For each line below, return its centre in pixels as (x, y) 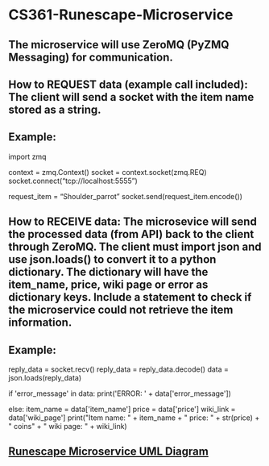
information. (40, 323)
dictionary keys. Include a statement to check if (130, 297)
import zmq (27, 156)
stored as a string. (55, 109)
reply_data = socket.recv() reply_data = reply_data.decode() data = (119, 369)
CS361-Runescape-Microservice (121, 15)
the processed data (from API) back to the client (131, 234)
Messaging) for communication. (91, 57)
